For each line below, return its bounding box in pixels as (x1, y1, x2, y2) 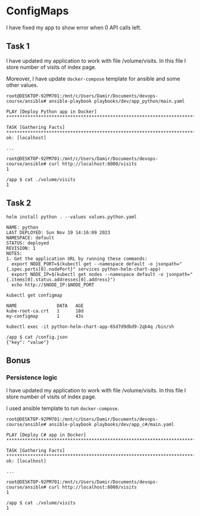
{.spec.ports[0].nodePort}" (6, 266, 76, 272)
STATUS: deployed (6, 240, 49, 246)
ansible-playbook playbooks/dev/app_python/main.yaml (48, 98, 185, 104)
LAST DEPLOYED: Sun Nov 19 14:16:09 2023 (6, 229, 111, 235)
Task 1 (6, 41, 30, 51)
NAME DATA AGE (6, 303, 84, 309)
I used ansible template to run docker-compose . (6, 405, 120, 412)
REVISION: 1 (6, 245, 36, 251)
